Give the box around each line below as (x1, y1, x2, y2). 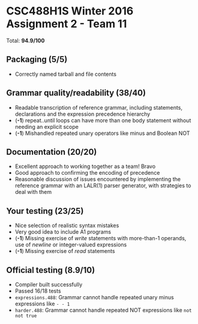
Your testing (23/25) (6, 206, 84, 216)
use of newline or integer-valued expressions (14, 241, 127, 248)
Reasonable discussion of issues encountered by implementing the (14, 176, 181, 183)
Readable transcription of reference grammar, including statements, (14, 104, 183, 111)
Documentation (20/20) (6, 146, 97, 157)
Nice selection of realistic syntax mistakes (14, 222, 119, 229)
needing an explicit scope (14, 123, 79, 130)
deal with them (14, 188, 52, 196)
